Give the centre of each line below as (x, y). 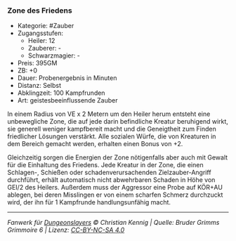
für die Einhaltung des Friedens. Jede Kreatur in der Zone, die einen (105, 165)
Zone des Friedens (40, 11)
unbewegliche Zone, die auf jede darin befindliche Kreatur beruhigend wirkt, (118, 122)
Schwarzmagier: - (54, 56)
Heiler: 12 (41, 41)
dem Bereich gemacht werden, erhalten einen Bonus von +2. (95, 144)
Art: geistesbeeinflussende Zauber (67, 100)
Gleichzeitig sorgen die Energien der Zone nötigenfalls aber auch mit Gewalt (118, 157)
